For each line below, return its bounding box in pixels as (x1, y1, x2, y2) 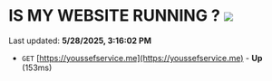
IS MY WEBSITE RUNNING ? (8, 5, 221, 26)
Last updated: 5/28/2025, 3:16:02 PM (8, 35, 151, 46)
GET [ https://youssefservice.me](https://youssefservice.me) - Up (21, 52, 263, 63)
